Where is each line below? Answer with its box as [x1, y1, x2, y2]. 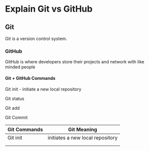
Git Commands [7, 126, 43, 132]
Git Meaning [68, 126, 98, 132]
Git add [5, 105, 20, 111]
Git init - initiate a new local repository [5, 86, 82, 92]
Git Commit [5, 114, 28, 120]
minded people [5, 64, 36, 70]
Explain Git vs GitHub [5, 3, 93, 15]
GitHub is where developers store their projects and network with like [5, 59, 145, 65]
